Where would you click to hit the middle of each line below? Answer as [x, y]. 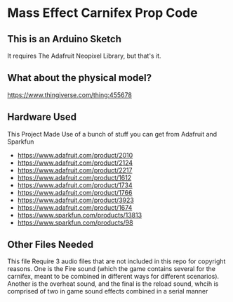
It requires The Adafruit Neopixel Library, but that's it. [84, 56]
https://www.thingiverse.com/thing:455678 [69, 95]
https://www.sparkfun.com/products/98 [75, 222]
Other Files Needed [50, 245]
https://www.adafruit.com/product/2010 [75, 155]
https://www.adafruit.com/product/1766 [75, 192]
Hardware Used [42, 117]
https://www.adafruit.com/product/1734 [75, 185]
